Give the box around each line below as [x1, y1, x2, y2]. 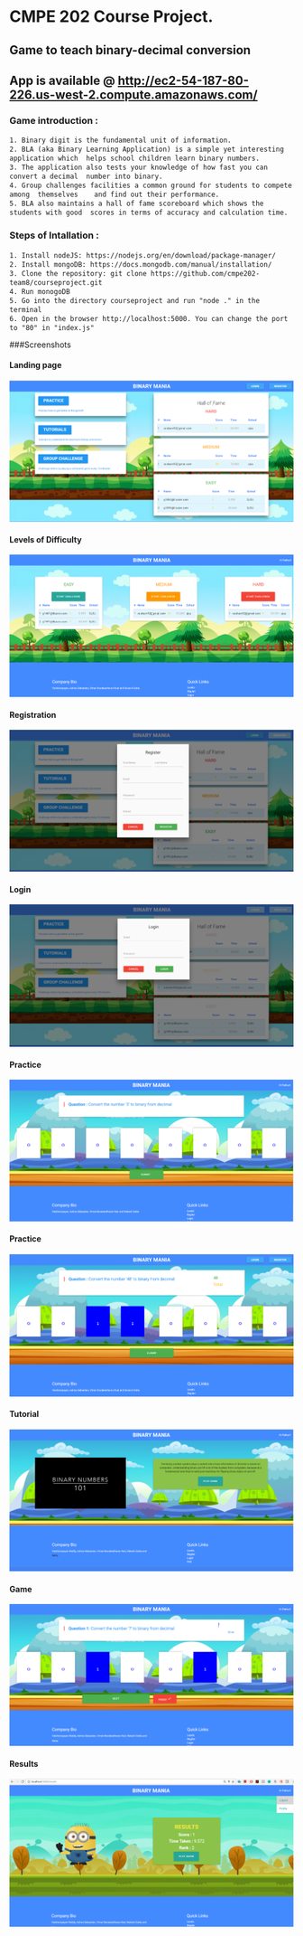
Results [9, 1758, 39, 1769]
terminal [9, 305, 42, 314]
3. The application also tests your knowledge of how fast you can [9, 163, 269, 173]
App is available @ [9, 72, 115, 88]
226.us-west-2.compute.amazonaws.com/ [9, 87, 259, 102]
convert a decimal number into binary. [9, 172, 164, 182]
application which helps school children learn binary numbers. [9, 154, 260, 164]
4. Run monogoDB [9, 287, 70, 296]
